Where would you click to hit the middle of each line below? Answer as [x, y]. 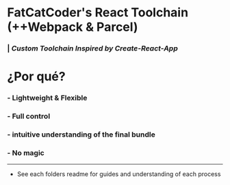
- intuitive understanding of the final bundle [81, 134]
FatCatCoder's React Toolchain [98, 13]
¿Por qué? [37, 77]
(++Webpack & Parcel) [73, 27]
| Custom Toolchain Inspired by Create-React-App [92, 48]
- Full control [29, 116]
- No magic [26, 153]
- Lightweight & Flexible [47, 98]
